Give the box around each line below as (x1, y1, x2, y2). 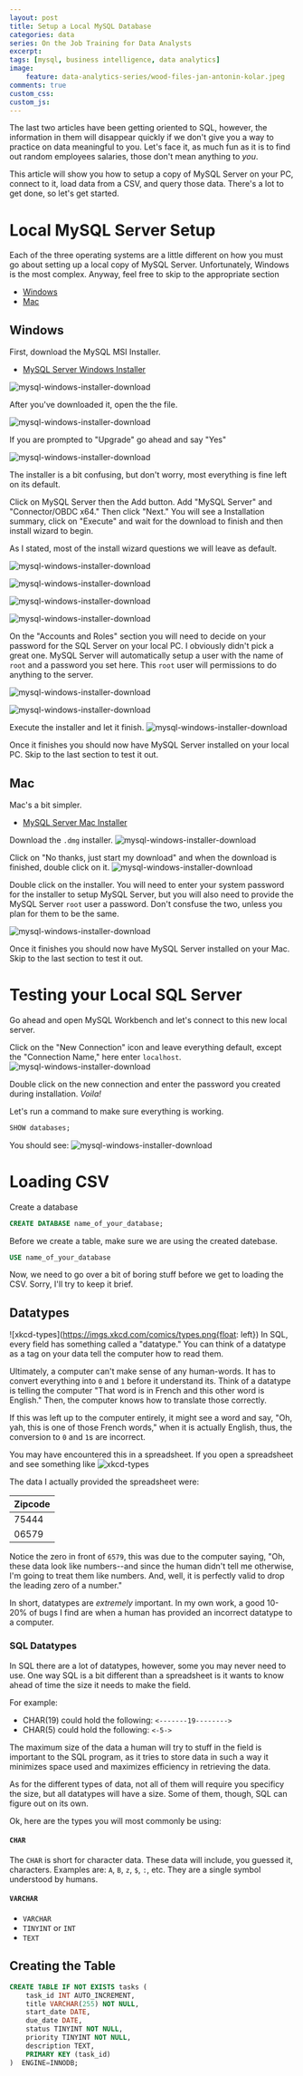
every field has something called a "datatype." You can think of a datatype (9, 1338, 287, 1350)
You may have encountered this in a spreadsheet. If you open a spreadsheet (9, 1449, 294, 1460)
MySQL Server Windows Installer (22, 364, 147, 375)
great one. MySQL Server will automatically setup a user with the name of (9, 650, 284, 661)
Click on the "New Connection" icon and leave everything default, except (9, 1041, 282, 1052)
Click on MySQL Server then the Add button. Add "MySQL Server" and (9, 497, 273, 507)
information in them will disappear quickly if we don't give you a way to (9, 132, 274, 143)
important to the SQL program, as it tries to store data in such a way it (9, 1751, 269, 1762)
